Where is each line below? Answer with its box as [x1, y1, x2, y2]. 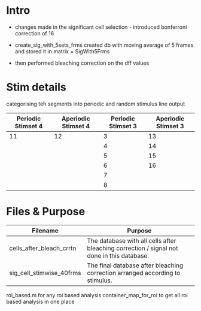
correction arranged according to [86, 268, 181, 277]
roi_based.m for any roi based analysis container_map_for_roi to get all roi [6, 291, 188, 298]
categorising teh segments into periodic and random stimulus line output [6, 100, 185, 107]
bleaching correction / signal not [86, 244, 178, 252]
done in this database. [86, 251, 150, 259]
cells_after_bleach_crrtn [9, 244, 77, 252]
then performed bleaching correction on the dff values [14, 59, 150, 67]
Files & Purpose [6, 205, 86, 219]
